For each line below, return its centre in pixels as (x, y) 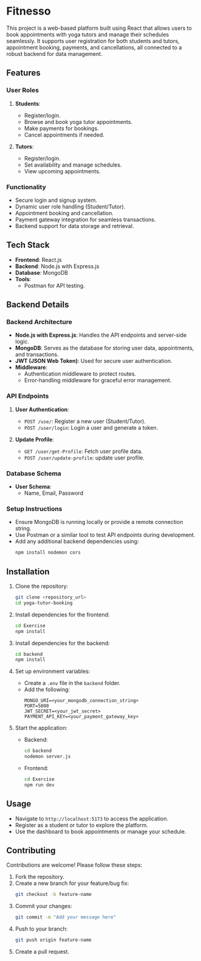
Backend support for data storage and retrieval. (74, 226)
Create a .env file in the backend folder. (72, 683)
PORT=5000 (37, 706)
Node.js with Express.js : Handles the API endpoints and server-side (101, 335)
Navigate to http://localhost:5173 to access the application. (92, 818)
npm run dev (39, 785)
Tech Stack (28, 245)
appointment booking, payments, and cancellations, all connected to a (94, 47)
